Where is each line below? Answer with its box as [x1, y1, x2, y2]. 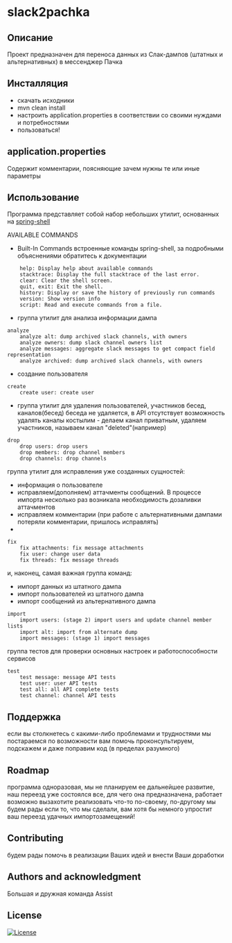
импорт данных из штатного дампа [17, 583, 122, 591]
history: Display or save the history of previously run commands [19, 290, 215, 297]
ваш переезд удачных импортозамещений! [7, 812, 135, 821]
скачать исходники [17, 96, 75, 104]
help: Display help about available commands [19, 265, 154, 272]
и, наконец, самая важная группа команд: [7, 569, 133, 577]
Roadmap [7, 765, 50, 776]
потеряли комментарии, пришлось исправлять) [17, 518, 159, 526]
